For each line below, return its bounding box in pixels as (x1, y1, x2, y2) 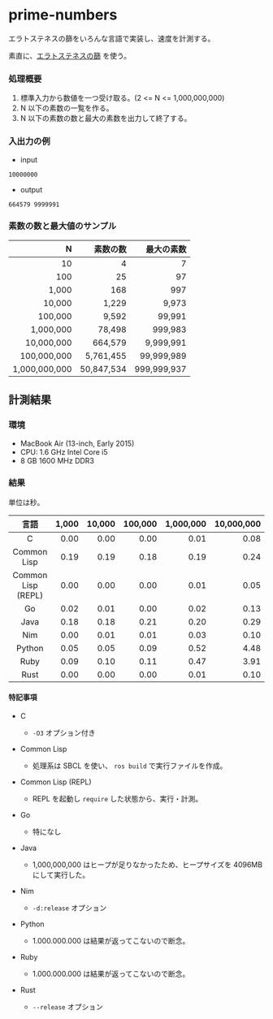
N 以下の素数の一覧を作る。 (19, 103, 114, 113)
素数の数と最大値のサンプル (8, 221, 117, 232)
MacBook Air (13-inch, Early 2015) (19, 438, 135, 448)
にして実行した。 (32, 870, 90, 880)
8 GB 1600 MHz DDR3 (19, 456, 95, 465)
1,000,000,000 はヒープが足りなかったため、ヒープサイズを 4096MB (32, 860, 262, 870)
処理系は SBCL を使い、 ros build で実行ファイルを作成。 (32, 761, 227, 771)
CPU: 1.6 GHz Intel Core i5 (19, 447, 108, 456)
